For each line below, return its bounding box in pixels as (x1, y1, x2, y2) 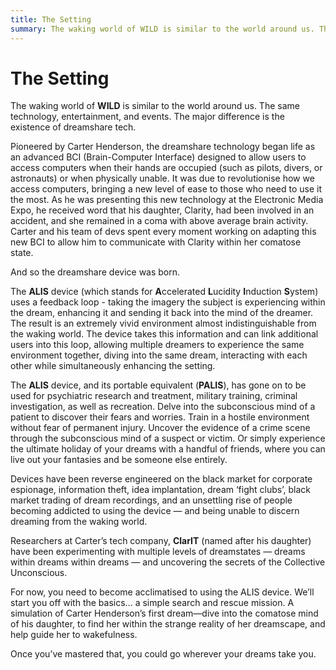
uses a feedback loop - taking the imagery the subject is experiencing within (10, 296, 326, 308)
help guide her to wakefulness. (10, 629, 138, 641)
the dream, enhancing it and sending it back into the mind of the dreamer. (10, 307, 314, 319)
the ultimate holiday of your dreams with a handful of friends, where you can (10, 443, 326, 455)
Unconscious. (10, 567, 68, 579)
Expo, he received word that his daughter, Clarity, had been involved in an (10, 204, 315, 216)
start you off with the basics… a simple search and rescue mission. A (10, 597, 295, 609)
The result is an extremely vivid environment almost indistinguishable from (10, 317, 317, 330)
